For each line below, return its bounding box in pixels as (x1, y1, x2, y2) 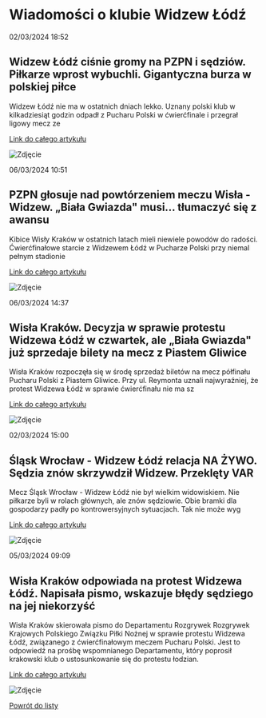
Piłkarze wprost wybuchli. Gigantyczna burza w (9, 68, 252, 82)
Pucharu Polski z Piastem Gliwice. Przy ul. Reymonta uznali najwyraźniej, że (9, 376, 259, 385)
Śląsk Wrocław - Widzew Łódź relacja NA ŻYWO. (9, 453, 258, 467)
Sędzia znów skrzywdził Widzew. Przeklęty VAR (9, 466, 254, 480)
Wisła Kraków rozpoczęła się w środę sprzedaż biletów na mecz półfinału (9, 367, 251, 377)
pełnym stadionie (9, 251, 66, 261)
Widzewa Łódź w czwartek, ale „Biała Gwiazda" (9, 333, 252, 347)
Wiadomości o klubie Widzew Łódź (9, 6, 247, 24)
